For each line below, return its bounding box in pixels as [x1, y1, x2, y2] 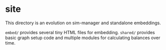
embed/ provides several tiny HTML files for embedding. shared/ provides [5, 29, 155, 35]
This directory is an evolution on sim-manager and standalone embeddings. [5, 20, 161, 26]
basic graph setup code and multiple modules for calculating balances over [5, 35, 160, 41]
